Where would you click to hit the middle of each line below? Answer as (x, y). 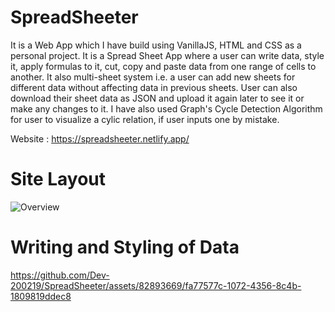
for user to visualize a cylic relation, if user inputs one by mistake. (145, 119)
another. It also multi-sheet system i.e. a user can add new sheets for (153, 77)
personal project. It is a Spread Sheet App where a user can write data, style (167, 55)
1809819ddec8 (41, 296)
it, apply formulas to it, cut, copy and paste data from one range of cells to (163, 66)
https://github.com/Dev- (60, 275)
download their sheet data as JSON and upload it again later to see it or (157, 98)
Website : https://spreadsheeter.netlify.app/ (100, 138)
